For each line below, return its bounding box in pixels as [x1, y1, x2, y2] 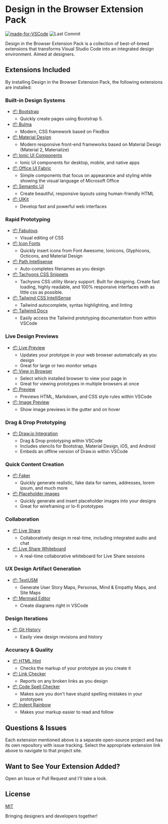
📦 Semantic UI [12, 183, 44, 189]
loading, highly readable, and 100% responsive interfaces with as [20, 284, 155, 290]
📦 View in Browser [12, 368, 53, 374]
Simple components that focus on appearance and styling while [20, 172, 152, 178]
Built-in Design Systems [5, 97, 65, 104]
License [5, 790, 31, 798]
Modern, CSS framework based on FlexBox [20, 129, 109, 135]
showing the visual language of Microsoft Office [20, 178, 119, 184]
